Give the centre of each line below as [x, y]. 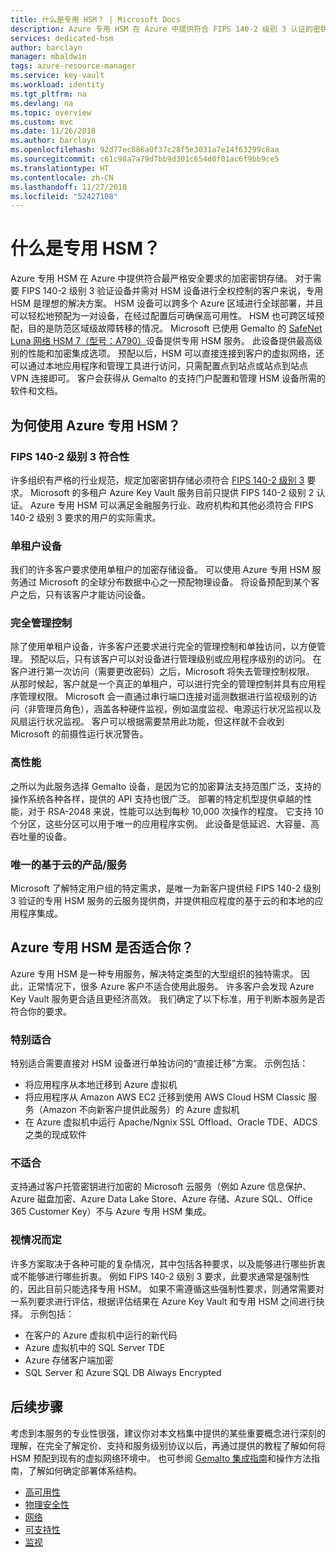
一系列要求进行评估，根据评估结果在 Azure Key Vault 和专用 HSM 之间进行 [163, 1301]
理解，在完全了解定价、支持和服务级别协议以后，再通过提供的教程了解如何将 [168, 1445]
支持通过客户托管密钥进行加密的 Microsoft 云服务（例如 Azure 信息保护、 [161, 1187]
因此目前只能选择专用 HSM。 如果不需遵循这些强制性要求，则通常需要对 [176, 1288]
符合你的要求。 [41, 1011]
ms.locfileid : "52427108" [64, 196]
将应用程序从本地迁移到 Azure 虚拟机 [101, 1085]
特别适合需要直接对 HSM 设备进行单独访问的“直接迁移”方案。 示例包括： [159, 1063]
